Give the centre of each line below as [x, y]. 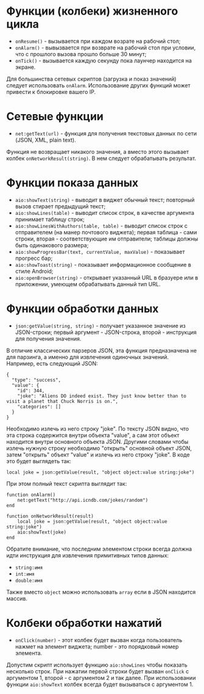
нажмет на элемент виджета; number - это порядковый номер [97, 646]
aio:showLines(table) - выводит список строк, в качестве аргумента [105, 212]
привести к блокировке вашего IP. [51, 92]
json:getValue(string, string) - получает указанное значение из [100, 325]
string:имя [29, 568]
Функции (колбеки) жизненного [92, 11]
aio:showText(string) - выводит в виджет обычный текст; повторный [105, 200]
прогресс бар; [34, 258]
